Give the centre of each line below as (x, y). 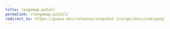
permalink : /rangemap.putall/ (37, 14)
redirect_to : (19, 19)
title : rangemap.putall (30, 10)
